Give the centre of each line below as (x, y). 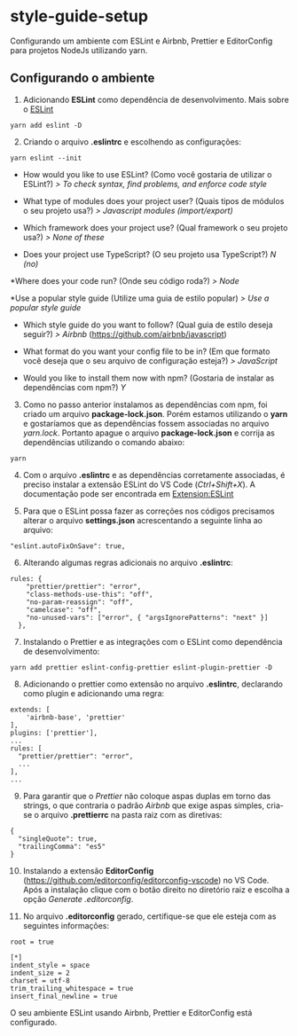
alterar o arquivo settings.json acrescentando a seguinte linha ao (143, 520)
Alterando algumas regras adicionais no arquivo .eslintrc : (128, 562)
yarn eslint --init (46, 158)
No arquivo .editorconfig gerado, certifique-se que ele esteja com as (149, 916)
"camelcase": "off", (64, 609)
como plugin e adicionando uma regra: (94, 693)
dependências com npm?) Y (74, 387)
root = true (32, 942)
